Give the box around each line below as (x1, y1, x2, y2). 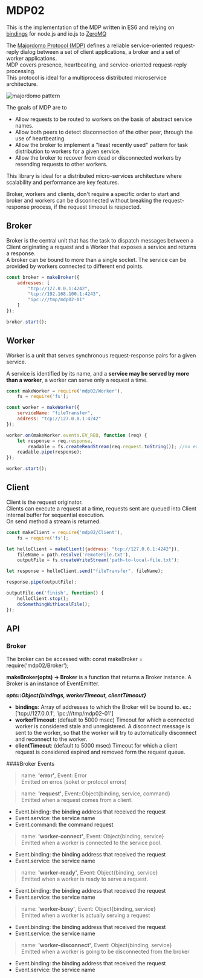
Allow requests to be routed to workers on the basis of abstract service (14, 116, 192, 123)
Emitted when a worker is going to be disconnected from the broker (21, 948, 190, 956)
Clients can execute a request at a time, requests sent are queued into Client (6, 504, 197, 512)
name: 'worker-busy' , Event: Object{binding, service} (21, 905, 156, 913)
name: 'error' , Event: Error (21, 772, 87, 779)
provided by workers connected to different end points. (6, 262, 144, 270)
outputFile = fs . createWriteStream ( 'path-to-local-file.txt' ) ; (17, 557, 180, 563)
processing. (6, 67, 36, 74)
